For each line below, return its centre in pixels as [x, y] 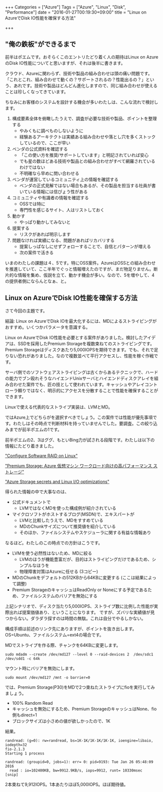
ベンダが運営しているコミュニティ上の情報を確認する [65, 179]
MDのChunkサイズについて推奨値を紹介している [67, 526]
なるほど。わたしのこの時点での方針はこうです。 [54, 542]
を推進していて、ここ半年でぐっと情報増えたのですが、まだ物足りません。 [80, 269]
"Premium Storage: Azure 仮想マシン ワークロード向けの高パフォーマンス [79, 465]
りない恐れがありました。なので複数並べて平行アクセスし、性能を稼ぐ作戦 [80, 356]
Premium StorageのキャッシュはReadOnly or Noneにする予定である [80, 590]
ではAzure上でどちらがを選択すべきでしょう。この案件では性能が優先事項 [79, 417]
